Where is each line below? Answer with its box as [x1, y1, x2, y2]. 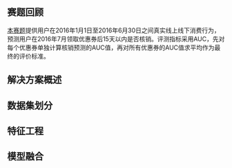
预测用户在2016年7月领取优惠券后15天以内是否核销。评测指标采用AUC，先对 [7, 34, 225, 43]
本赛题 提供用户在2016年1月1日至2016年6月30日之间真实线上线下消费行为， [7, 26, 221, 34]
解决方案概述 [7, 74, 62, 86]
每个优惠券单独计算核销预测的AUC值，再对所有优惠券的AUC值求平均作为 [7, 43, 215, 52]
